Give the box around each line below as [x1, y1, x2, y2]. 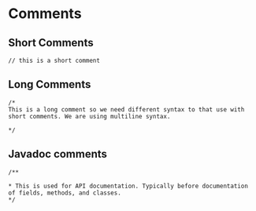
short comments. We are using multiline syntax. [8, 112, 171, 120]
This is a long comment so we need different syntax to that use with [8, 105, 245, 114]
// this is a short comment [8, 56, 101, 64]
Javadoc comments [8, 147, 108, 161]
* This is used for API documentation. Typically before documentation [8, 182, 248, 190]
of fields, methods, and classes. [8, 189, 122, 197]
